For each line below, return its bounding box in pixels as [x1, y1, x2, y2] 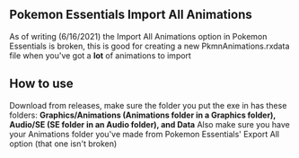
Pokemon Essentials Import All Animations [9, 7, 253, 22]
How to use [9, 76, 74, 92]
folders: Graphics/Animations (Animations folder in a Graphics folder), [9, 110, 277, 120]
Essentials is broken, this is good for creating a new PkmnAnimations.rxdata [9, 40, 290, 51]
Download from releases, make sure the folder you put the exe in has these [9, 100, 287, 110]
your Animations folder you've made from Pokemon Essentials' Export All [9, 128, 280, 139]
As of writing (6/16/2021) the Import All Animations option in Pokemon [9, 31, 268, 41]
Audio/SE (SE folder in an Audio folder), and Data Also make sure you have [9, 118, 290, 129]
